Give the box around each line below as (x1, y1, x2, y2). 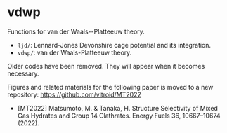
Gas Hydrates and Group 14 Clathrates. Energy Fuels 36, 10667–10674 (17, 111, 221, 120)
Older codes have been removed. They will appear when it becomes (7, 62, 205, 70)
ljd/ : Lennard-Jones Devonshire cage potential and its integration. (17, 41, 212, 49)
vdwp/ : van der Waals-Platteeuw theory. (17, 48, 132, 57)
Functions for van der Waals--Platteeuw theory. (7, 27, 145, 36)
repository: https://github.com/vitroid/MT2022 (7, 90, 142, 99)
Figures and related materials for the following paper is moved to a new (7, 83, 214, 91)
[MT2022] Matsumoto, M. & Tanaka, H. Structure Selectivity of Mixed (17, 104, 218, 112)
